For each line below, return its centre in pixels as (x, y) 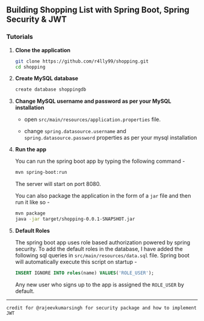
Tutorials (20, 37)
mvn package (30, 213)
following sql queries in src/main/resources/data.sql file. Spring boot (102, 255)
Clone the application (43, 50)
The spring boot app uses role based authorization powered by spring (103, 242)
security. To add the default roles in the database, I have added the (99, 249)
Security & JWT (36, 20)
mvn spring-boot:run (41, 173)
